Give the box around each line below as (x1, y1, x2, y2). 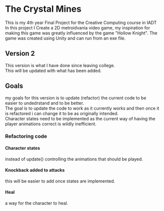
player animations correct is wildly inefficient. (5, 121, 97, 127)
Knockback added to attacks (5, 167, 65, 173)
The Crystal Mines (5, 3, 82, 15)
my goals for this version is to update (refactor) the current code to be (5, 94, 146, 101)
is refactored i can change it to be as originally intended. (5, 110, 119, 116)
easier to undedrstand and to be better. (5, 100, 84, 106)
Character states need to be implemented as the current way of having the (5, 116, 156, 121)
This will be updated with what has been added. (5, 68, 102, 73)
